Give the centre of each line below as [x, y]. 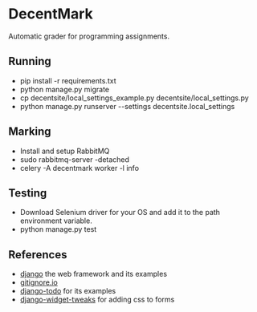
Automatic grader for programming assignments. [89, 36]
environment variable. [56, 221]
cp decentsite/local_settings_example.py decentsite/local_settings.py [134, 98]
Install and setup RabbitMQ [65, 151]
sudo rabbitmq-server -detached [75, 159]
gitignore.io [39, 282]
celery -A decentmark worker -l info [79, 168]
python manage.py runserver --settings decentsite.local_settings [127, 106]
